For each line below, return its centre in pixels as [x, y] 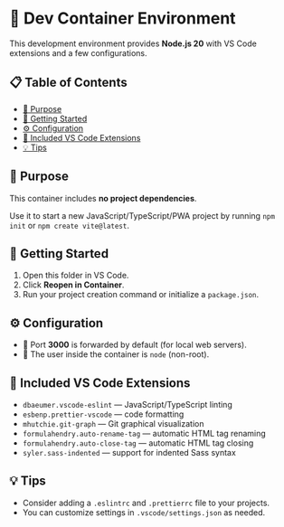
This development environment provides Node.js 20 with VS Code [133, 43]
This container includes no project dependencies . [103, 198]
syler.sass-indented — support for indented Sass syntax [129, 452]
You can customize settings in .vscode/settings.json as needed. [144, 512]
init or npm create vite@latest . [69, 225]
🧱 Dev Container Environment [123, 19]
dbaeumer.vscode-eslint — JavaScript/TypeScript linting [127, 405]
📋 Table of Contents [69, 83]
